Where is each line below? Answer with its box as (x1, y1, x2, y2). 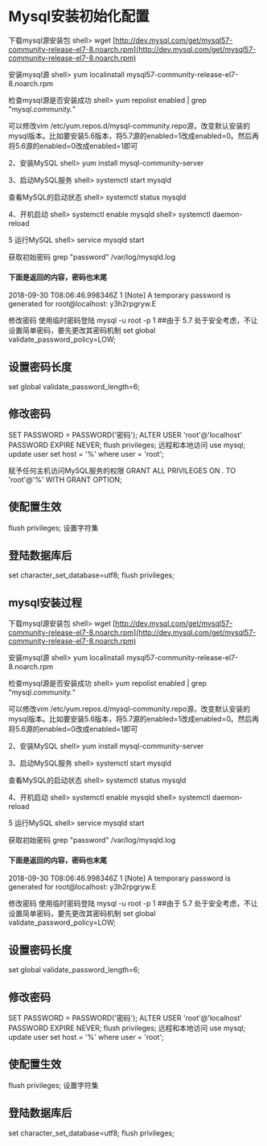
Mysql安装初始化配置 (8, 7, 150, 26)
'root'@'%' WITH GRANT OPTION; (8, 474, 122, 484)
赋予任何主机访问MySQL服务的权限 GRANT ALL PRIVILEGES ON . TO (8, 466, 236, 475)
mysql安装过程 (8, 596, 83, 610)
